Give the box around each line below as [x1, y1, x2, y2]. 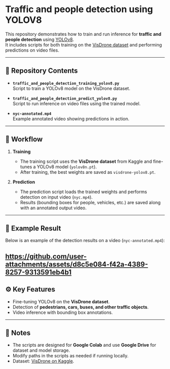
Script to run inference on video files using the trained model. [12, 100, 141, 107]
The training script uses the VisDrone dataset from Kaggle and [20, 158, 152, 164]
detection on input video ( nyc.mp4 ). [20, 194, 93, 200]
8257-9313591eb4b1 [5, 268, 72, 276]
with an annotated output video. [20, 205, 87, 211]
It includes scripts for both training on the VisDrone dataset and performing [5, 41, 162, 48]
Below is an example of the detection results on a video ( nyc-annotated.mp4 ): [5, 238, 165, 244]
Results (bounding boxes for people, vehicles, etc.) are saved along [20, 199, 161, 205]
